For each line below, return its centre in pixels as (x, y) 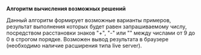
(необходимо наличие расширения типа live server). (74, 45)
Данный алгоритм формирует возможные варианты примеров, (89, 20)
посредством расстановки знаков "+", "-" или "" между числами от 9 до (101, 33)
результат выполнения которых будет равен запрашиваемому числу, (97, 27)
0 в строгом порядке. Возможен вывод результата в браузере (87, 39)
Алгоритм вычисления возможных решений (66, 9)
